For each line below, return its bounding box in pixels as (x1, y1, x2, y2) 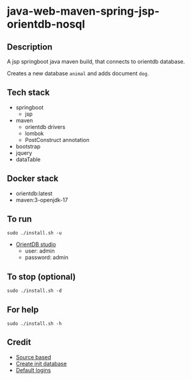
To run (7, 214, 32, 225)
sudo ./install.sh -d (7, 288, 62, 294)
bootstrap (15, 143, 41, 150)
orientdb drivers (24, 123, 66, 130)
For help (7, 304, 39, 315)
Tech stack (7, 88, 50, 98)
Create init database (15, 360, 67, 367)
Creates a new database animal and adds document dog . (7, 70, 149, 77)
